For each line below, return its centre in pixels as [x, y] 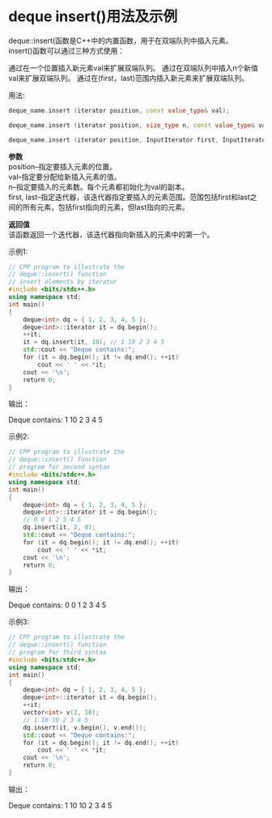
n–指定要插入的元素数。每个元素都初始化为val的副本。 [99, 186]
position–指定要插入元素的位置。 [63, 166]
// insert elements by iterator [63, 282]
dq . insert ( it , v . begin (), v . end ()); [85, 727]
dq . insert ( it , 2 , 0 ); [59, 527]
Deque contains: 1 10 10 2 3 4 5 [60, 805]
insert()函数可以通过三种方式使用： [67, 50]
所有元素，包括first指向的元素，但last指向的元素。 [106, 207]
